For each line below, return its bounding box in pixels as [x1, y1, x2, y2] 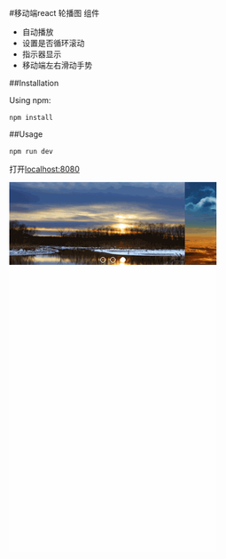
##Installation [9, 78, 59, 88]
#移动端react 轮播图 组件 [9, 8, 100, 18]
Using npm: [9, 95, 51, 105]
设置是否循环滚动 [21, 38, 85, 48]
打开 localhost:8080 [9, 164, 80, 174]
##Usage [9, 129, 43, 140]
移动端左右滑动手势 [21, 60, 93, 70]
